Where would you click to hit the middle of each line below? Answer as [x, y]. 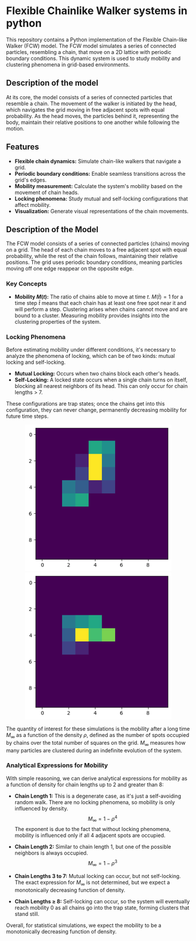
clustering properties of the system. [58, 322]
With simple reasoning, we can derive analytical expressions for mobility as [97, 778]
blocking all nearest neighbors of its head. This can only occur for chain [101, 386]
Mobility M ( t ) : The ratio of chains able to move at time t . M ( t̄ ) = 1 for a [99, 297]
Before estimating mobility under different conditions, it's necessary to [91, 349]
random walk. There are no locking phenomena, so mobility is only [95, 802]
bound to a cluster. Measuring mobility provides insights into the [92, 315]
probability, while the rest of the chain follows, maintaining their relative [92, 256]
